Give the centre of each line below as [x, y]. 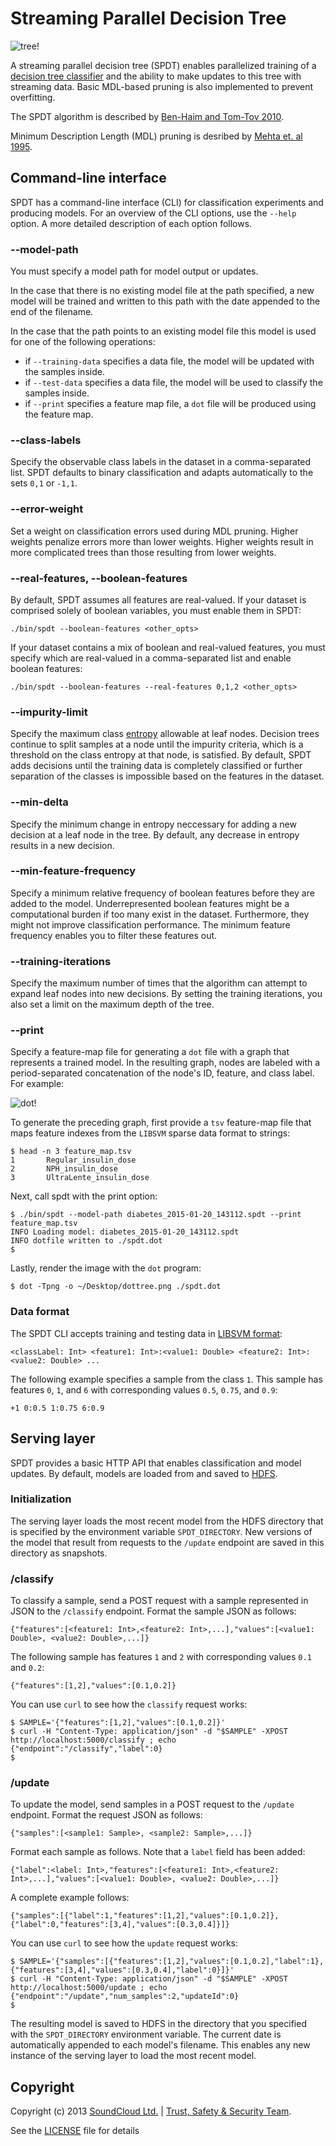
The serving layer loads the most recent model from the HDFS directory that [167, 1521]
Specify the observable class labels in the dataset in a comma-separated [161, 462]
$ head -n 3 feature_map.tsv [71, 1152]
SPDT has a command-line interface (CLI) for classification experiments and [167, 202]
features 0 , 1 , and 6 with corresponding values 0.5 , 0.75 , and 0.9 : [144, 1389]
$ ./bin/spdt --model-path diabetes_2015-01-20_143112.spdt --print [156, 1215]
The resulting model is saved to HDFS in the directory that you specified [158, 2024]
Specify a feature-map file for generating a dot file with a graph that [150, 1052]
